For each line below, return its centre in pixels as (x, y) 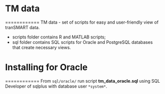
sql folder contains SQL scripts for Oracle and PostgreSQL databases (82, 42)
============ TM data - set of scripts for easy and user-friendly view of (82, 22)
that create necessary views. (42, 47)
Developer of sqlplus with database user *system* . (56, 86)
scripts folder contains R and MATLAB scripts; (59, 37)
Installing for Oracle (46, 67)
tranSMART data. (23, 27)
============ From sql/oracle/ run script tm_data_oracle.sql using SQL (82, 81)
